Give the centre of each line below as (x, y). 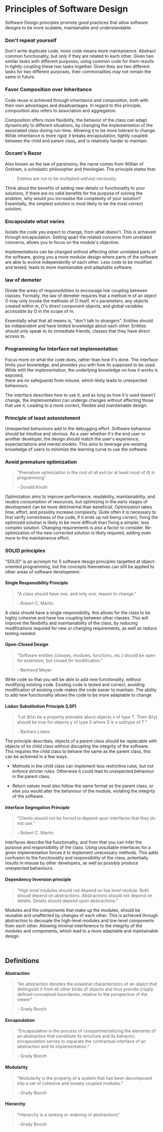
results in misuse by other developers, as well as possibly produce (72, 863)
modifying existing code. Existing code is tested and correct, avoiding (75, 685)
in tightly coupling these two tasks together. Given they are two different (77, 66)
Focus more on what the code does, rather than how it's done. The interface (81, 359)
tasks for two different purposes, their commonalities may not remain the (78, 72)
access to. (15, 336)
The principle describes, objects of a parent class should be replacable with (81, 741)
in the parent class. (31, 776)
